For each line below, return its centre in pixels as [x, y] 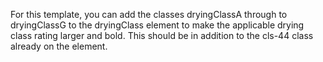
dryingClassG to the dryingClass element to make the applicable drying [157, 25]
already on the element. [59, 46]
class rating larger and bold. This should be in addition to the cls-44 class [162, 35]
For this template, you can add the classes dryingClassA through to [149, 14]
